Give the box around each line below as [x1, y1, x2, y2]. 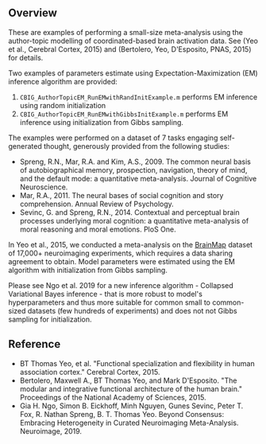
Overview [8, 6, 58, 20]
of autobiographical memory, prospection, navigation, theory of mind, [19, 165, 248, 174]
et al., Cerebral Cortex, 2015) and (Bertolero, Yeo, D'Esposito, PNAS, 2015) [8, 44, 252, 54]
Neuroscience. [19, 182, 68, 192]
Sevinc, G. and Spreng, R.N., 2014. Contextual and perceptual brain [19, 207, 240, 217]
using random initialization [19, 100, 106, 110]
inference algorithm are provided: [8, 76, 118, 86]
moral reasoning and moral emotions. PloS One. [19, 224, 176, 234]
